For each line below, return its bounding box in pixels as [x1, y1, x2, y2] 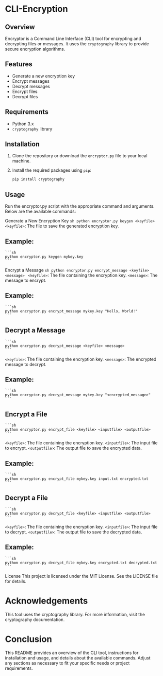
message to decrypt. [5, 361, 47, 367]
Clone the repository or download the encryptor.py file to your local [12, 153, 147, 159]
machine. [12, 158, 31, 164]
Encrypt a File [5, 410, 48, 418]
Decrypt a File [5, 494, 48, 502]
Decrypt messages [12, 83, 50, 89]
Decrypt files [12, 93, 38, 99]
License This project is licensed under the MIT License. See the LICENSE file [5, 573, 158, 579]
